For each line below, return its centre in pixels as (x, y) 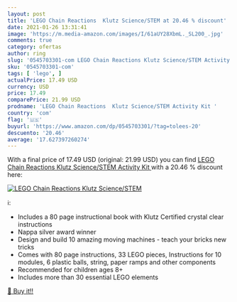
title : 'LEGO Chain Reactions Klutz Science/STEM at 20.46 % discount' (117, 21)
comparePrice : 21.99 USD (44, 100)
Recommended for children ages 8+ (70, 270)
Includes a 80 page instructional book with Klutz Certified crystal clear (121, 217)
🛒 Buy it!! (21, 291)
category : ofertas (34, 47)
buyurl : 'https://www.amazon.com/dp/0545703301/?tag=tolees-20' (104, 126)
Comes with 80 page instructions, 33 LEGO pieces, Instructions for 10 (120, 255)
